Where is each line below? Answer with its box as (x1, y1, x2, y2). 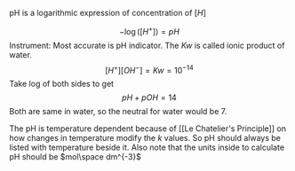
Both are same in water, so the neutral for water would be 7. (9, 106, 227, 117)
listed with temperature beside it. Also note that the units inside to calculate (9, 142, 285, 153)
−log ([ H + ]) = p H (118, 25, 180, 36)
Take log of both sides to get (9, 79, 114, 89)
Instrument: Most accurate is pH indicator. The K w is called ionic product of (9, 40, 285, 51)
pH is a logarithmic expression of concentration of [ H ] (9, 8, 206, 18)
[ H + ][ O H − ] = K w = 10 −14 (105, 63, 194, 75)
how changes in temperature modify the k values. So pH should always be (9, 133, 282, 144)
